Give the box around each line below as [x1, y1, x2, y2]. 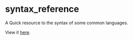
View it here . [5, 29, 31, 35]
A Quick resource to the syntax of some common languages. [5, 20, 128, 26]
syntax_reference [5, 3, 79, 15]
